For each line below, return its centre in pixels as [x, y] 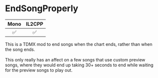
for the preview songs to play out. [39, 70]
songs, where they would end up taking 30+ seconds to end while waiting [79, 65]
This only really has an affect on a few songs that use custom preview [75, 59]
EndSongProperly [42, 9]
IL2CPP [35, 24]
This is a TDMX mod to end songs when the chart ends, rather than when [79, 44]
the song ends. [20, 49]
